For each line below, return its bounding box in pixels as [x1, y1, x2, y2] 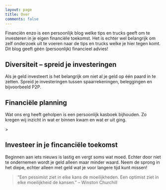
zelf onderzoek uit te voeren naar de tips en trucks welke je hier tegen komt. [5, 41, 161, 47]
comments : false [5, 16, 39, 21]
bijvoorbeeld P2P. [5, 84, 42, 90]
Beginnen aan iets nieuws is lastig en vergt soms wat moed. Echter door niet [5, 154, 161, 160]
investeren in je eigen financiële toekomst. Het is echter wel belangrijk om [5, 35, 156, 41]
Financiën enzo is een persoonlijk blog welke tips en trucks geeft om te [5, 30, 150, 36]
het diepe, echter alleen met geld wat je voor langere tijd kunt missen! [5, 164, 148, 170]
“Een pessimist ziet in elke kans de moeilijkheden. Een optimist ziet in [17, 174, 159, 180]
